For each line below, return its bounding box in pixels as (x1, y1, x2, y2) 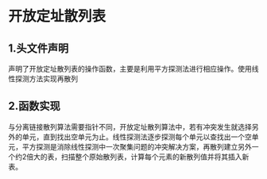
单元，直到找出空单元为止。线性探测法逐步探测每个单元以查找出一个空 (21, 132, 252, 142)
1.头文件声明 (8, 41, 69, 55)
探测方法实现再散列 (14, 74, 78, 84)
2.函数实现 (8, 99, 61, 113)
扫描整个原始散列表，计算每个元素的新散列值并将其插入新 (60, 152, 250, 161)
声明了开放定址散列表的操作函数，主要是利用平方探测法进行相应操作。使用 (8, 64, 252, 73)
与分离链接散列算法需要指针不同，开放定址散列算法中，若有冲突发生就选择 (8, 122, 252, 131)
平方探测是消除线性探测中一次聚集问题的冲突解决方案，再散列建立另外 (21, 142, 252, 151)
